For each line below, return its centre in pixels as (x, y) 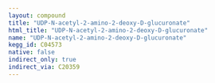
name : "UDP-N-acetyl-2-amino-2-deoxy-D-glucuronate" (98, 38)
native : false (32, 52)
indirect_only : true (43, 60)
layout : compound (37, 15)
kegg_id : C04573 (35, 45)
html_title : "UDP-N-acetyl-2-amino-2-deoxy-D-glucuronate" (108, 30)
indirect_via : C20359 (44, 67)
